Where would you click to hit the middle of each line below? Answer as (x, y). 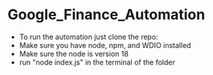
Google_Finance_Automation (106, 15)
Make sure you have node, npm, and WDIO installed (105, 45)
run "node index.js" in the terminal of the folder (97, 62)
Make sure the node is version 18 (74, 53)
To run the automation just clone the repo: (88, 37)
